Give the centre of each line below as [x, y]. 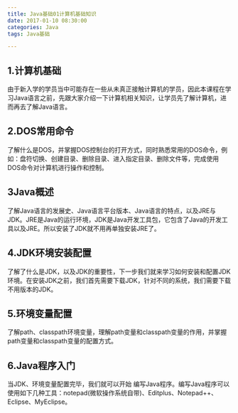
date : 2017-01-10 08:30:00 [47, 21]
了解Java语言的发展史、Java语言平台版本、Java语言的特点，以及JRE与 [112, 210]
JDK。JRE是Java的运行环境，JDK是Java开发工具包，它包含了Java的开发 [115, 219]
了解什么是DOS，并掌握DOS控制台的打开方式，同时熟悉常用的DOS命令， [114, 149]
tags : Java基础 [29, 34]
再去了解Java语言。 [42, 107]
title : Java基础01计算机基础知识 [52, 14]
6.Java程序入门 [42, 366]
